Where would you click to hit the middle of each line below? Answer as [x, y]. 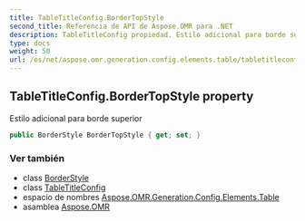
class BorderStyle [55, 178]
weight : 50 [30, 52]
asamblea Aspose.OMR [66, 207]
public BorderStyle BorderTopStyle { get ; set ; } [105, 135]
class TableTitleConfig [64, 187]
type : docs [30, 43]
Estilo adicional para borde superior [76, 118]
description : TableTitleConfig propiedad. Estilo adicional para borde [148, 34]
